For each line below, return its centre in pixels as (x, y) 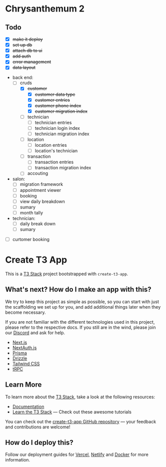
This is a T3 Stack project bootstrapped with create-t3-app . (67, 274)
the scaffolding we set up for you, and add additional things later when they (83, 307)
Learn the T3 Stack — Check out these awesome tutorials (72, 412)
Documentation (28, 406)
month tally (31, 212)
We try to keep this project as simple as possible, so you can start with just (82, 302)
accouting (38, 173)
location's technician (56, 151)
